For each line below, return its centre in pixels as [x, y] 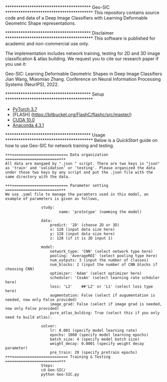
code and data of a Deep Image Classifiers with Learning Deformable [76, 18]
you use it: [16, 64]
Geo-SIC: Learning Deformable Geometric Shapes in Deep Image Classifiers [84, 74]
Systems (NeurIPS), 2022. [32, 84]
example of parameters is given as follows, [52, 199]
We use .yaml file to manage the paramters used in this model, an [77, 194]
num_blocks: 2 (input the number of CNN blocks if [103, 265]
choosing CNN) [20, 269]
